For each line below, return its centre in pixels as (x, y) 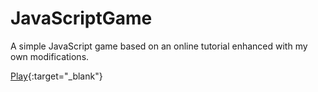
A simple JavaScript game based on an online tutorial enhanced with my (159, 46)
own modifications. (50, 56)
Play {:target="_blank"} (56, 76)
